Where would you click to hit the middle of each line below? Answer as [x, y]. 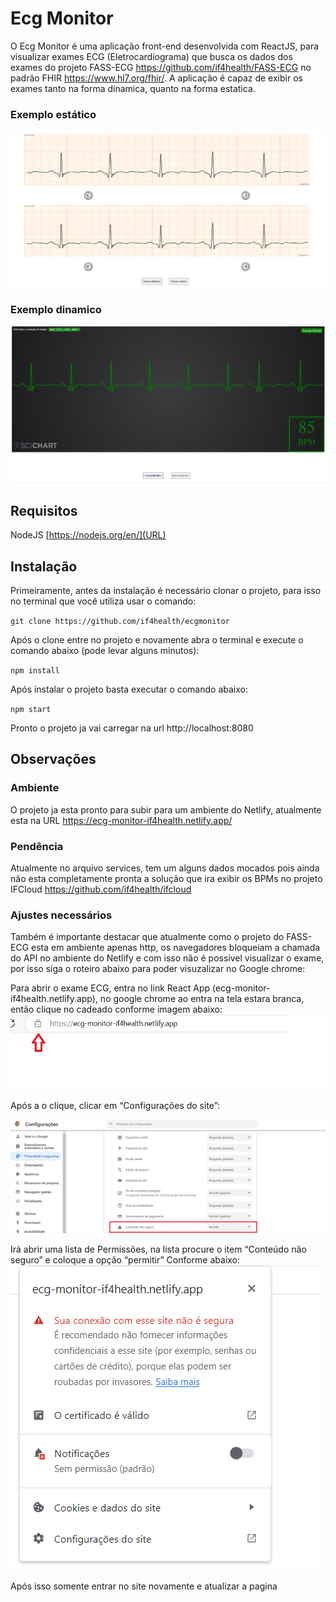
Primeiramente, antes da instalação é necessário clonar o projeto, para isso [166, 590]
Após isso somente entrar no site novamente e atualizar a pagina [144, 1586]
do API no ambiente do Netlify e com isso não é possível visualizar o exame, [167, 958]
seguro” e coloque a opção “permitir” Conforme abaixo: [125, 1260]
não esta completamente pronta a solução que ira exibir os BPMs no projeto [166, 878]
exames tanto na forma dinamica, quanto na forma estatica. [133, 88]
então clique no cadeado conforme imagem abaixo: [116, 1009]
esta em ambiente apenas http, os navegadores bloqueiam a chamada [176, 948]
